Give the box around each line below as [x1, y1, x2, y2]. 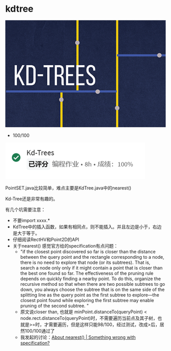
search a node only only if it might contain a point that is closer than [20, 264, 163, 271]
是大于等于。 [12, 230, 40, 236]
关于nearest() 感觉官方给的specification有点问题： [12, 242, 119, 249]
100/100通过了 [24, 328, 55, 334]
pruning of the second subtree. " [20, 303, 89, 309]
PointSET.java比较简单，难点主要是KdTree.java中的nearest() [5, 184, 131, 191]
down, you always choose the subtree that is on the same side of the [20, 286, 165, 292]
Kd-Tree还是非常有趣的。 [5, 196, 58, 202]
